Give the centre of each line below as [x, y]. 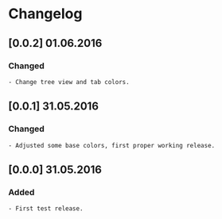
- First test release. [46, 209]
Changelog [45, 14]
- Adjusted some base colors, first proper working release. [112, 145]
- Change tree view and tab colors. [69, 82]
